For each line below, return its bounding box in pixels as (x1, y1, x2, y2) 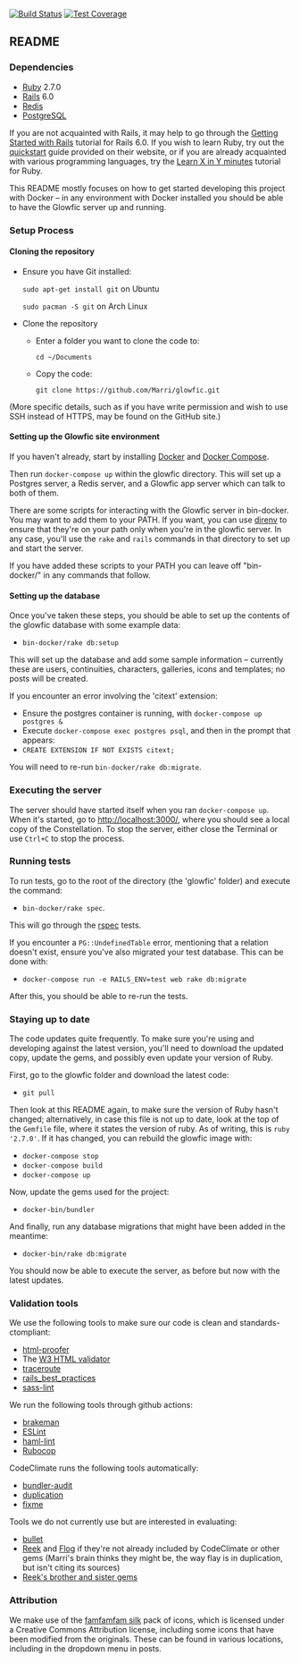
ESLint (21, 1427, 46, 1438)
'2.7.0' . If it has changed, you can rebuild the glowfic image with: (9, 1133, 253, 1144)
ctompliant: (9, 1327, 51, 1337)
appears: (21, 734, 55, 746)
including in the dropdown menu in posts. (9, 1642, 162, 1654)
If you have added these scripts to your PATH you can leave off (9, 560, 242, 572)
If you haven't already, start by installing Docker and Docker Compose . (9, 452, 270, 462)
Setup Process (9, 224, 74, 236)
